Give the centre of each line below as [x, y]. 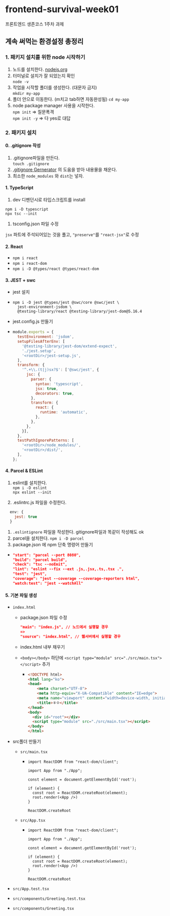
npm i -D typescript [27, 209]
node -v [20, 82]
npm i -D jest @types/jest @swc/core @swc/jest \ [66, 303]
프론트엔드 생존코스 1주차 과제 [35, 24]
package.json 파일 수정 [44, 618]
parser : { [41, 379]
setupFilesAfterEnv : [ [41, 342]
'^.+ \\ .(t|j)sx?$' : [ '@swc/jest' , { [60, 370]
